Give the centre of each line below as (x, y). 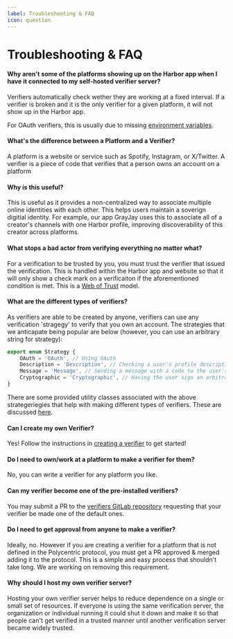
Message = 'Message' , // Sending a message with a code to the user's (124, 371)
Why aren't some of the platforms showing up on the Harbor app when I (112, 74)
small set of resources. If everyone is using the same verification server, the (115, 606)
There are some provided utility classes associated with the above (102, 397)
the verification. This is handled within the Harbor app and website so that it (115, 271)
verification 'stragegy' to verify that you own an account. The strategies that (116, 324)
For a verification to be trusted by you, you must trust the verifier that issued (116, 263)
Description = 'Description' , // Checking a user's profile (108, 365)
